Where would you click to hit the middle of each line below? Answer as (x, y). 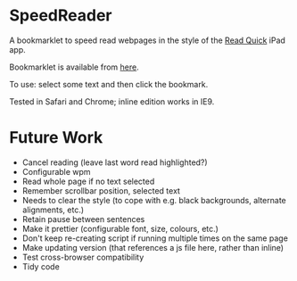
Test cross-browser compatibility (83, 257)
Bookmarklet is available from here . (74, 67)
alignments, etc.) (53, 210)
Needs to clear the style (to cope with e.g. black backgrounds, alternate (154, 200)
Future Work (56, 138)
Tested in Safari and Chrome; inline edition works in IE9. (112, 101)
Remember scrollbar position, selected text (101, 190)
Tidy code (41, 266)
